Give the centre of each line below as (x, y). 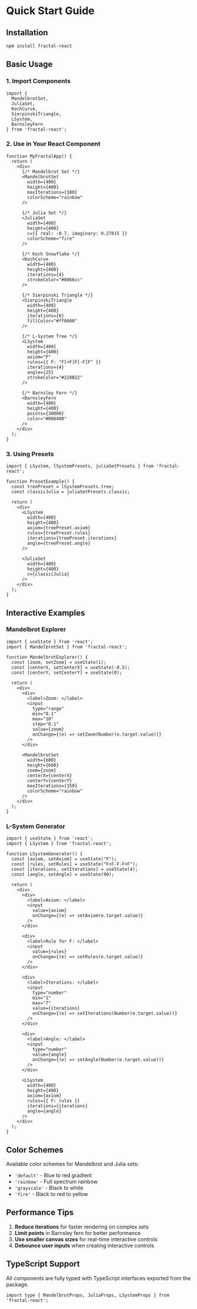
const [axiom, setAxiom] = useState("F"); (64, 859)
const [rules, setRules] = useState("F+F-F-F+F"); (75, 864)
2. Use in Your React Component (54, 144)
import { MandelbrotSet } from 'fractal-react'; (67, 647)
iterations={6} (46, 316)
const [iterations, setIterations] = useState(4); (75, 869)
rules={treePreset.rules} (59, 533)
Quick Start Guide (51, 11)
